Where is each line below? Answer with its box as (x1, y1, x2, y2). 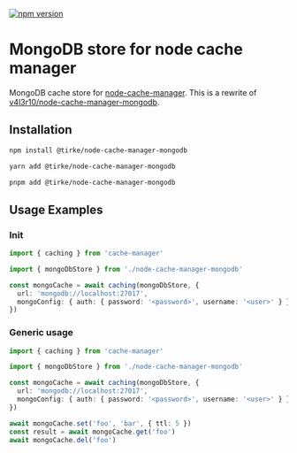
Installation (9, 122, 72, 137)
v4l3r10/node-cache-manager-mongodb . (9, 96, 160, 107)
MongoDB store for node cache (9, 40, 243, 59)
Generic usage (9, 326, 73, 339)
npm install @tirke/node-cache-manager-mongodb (9, 146, 188, 155)
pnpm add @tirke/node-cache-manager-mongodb (9, 178, 176, 187)
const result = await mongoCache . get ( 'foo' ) (9, 427, 176, 436)
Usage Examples (9, 202, 103, 217)
